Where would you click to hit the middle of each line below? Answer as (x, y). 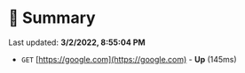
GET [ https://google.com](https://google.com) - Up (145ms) (129, 59)
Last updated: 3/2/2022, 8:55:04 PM (77, 42)
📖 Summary (52, 18)
